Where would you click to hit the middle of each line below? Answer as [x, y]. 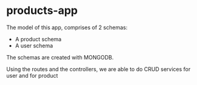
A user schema [34, 46]
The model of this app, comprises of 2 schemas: [67, 27]
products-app [42, 11]
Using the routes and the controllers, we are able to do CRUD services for [98, 69]
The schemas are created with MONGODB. [60, 57]
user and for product [32, 75]
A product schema [38, 39]
